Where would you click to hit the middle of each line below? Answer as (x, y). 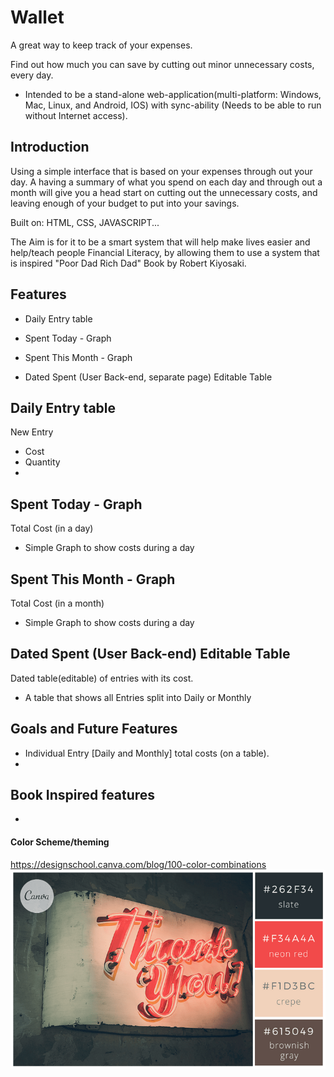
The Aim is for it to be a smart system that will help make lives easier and (160, 242)
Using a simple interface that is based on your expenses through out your (161, 171)
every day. (32, 75)
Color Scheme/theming (60, 842)
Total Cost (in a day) (52, 528)
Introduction (50, 147)
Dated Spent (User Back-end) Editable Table (150, 654)
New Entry (32, 432)
